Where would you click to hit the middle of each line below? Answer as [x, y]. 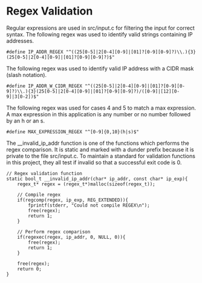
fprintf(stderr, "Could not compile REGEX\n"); [89, 205]
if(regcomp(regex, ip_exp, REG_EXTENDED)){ [73, 200]
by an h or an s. [26, 121]
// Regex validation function [44, 173]
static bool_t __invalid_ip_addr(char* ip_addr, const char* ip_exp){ [97, 179]
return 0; [30, 269]
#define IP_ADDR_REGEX [35, 52]
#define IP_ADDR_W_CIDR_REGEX [44, 86]
